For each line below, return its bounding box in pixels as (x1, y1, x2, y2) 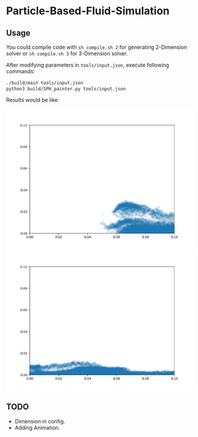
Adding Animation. (14, 424, 60, 431)
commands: (6, 68, 36, 75)
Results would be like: (6, 96, 59, 103)
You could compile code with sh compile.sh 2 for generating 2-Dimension (6, 43, 187, 51)
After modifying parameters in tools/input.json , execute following (6, 61, 170, 68)
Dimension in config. (14, 417, 65, 425)
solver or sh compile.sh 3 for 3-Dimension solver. (6, 50, 128, 57)
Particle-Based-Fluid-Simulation (6, 4, 170, 18)
